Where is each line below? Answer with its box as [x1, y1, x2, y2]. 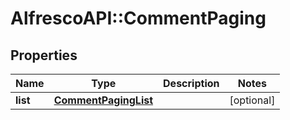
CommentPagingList [53, 93, 154, 107]
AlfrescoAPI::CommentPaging [10, 7, 267, 30]
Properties [10, 47, 78, 64]
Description [163, 77, 220, 90]
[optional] [229, 93, 276, 107]
